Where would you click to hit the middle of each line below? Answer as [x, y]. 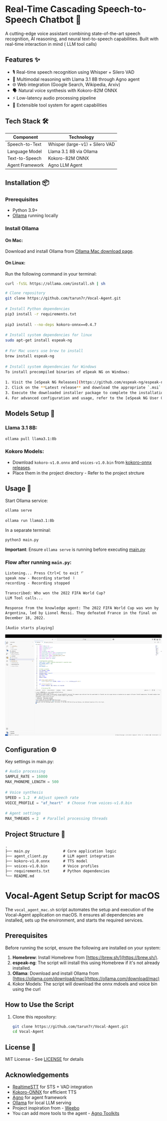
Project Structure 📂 [35, 834]
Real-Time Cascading [50, 9]
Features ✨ [23, 60]
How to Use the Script [40, 1005]
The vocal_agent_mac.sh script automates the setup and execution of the [80, 910]
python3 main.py [22, 540]
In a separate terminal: [28, 530]
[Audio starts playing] [30, 628]
